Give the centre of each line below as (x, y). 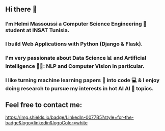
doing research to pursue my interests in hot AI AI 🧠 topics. (79, 89)
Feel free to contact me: (44, 105)
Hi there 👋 (21, 9)
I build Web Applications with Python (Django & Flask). (74, 44)
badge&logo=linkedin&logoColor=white (47, 122)
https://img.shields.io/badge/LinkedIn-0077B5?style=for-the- (70, 117)
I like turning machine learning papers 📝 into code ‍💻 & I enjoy (82, 81)
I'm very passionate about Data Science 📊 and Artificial (76, 58)
